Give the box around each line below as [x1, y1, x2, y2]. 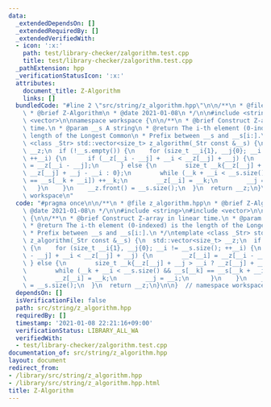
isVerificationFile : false [15, 297, 106, 305]
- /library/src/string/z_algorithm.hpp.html [8, 379, 161, 387]
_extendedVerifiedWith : [15, 34, 95, 43]
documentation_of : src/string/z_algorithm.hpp [8, 349, 168, 357]
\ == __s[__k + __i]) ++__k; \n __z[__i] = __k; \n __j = [23, 177, 265, 185]
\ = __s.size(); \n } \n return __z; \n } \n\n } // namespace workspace [23, 281, 265, 290]
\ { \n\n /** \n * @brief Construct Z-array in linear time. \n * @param [23, 214, 262, 222]
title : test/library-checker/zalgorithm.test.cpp [23, 57, 194, 65]
